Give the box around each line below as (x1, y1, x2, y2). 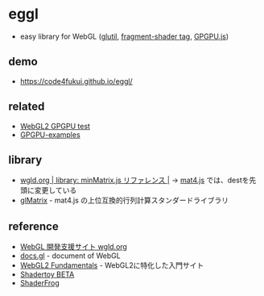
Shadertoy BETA (19, 269, 75, 279)
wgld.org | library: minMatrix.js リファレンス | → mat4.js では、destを (19, 175, 250, 186)
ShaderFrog (19, 278, 60, 288)
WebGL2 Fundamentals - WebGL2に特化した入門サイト (19, 261, 204, 270)
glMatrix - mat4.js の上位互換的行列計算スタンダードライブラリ (19, 195, 229, 206)
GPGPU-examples (19, 130, 80, 140)
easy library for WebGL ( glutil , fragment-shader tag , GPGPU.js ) (19, 31, 229, 41)
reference (8, 219, 59, 233)
